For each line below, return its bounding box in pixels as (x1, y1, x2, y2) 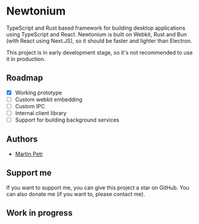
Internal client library (15, 109, 67, 116)
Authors (6, 134, 38, 145)
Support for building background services (15, 116, 120, 124)
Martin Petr (15, 150, 44, 157)
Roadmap (6, 73, 44, 83)
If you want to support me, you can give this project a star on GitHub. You (6, 183, 189, 191)
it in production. (6, 55, 46, 62)
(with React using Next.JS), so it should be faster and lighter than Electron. (6, 37, 192, 44)
